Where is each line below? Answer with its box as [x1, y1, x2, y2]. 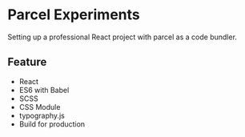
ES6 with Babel [18, 85, 70, 95]
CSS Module [18, 102, 61, 111]
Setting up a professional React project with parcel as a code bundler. [7, 32, 238, 42]
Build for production [18, 119, 86, 129]
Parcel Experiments [7, 6, 141, 24]
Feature [7, 55, 47, 69]
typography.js [18, 111, 65, 120]
